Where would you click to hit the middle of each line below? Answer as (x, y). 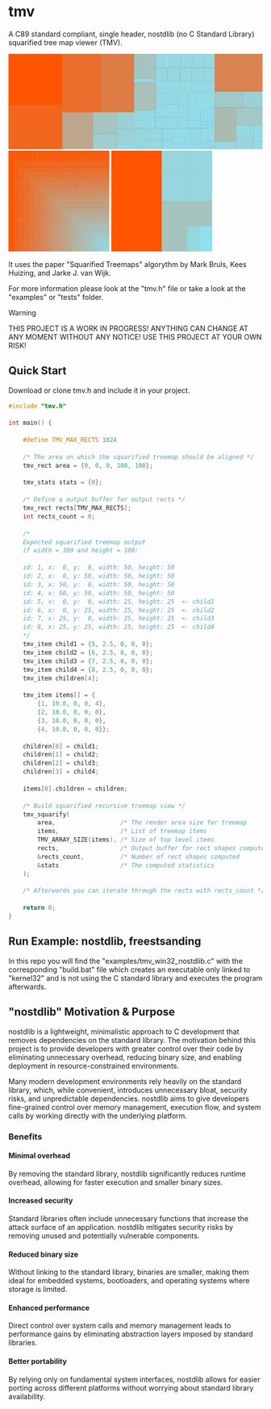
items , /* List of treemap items (122, 832)
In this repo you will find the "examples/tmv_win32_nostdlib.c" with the (126, 961)
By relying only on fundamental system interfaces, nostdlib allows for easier (134, 1379)
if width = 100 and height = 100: (81, 551)
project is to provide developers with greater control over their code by (126, 1048)
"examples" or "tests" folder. (56, 297)
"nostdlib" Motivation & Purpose (92, 1012)
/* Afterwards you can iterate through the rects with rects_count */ (144, 891)
